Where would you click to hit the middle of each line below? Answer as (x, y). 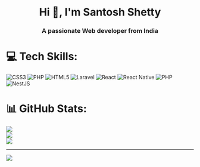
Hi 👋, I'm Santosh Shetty (100, 12)
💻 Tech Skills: (42, 57)
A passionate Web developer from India (100, 31)
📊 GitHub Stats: (47, 109)
